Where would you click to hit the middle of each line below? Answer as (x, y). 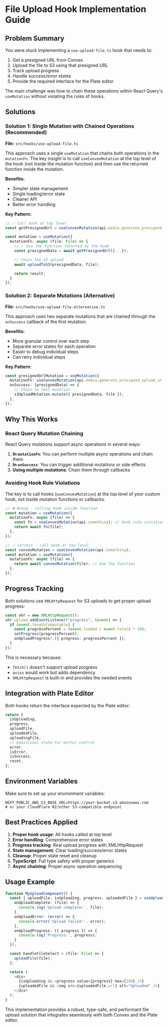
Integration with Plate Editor (49, 694)
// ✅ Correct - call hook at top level (47, 545)
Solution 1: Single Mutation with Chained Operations (70, 126)
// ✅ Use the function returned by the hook (62, 246)
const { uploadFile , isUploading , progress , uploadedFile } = (76, 898)
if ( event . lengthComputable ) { (42, 625)
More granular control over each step (51, 341)
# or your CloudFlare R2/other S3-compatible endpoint (63, 807)
